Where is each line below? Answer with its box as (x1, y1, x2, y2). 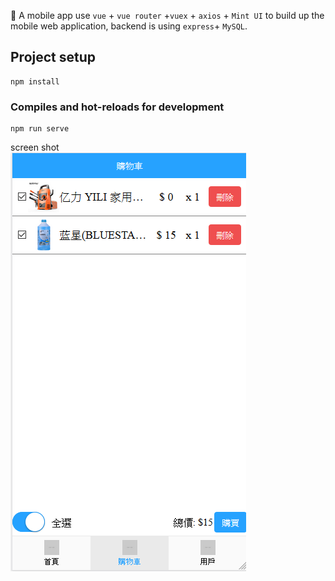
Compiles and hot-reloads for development (10, 100, 225, 114)
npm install (10, 76, 60, 87)
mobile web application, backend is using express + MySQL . (10, 20, 248, 32)
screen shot (10, 141, 60, 154)
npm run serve (10, 124, 70, 134)
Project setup (10, 49, 97, 66)
